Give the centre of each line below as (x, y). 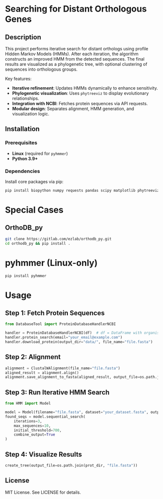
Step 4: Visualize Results (44, 454)
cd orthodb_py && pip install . (38, 243)
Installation (22, 129)
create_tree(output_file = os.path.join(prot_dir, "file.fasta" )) (71, 465)
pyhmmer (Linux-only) (51, 263)
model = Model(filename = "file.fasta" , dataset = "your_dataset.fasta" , (77, 412)
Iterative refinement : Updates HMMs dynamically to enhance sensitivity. (85, 88)
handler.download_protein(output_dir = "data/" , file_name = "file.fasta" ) (79, 342)
